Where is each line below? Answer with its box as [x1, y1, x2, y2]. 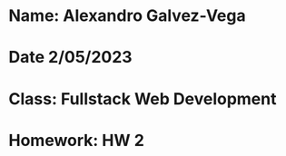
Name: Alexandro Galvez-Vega [8, 5, 246, 26]
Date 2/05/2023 [8, 47, 133, 68]
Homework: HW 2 [8, 130, 144, 151]
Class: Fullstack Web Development [8, 88, 277, 109]
